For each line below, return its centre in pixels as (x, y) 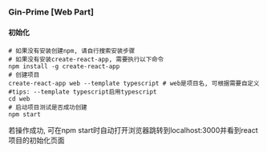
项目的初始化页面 (36, 140)
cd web (19, 99)
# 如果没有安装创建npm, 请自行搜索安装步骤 (72, 51)
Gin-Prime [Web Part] (51, 12)
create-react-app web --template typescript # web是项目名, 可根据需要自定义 (134, 84)
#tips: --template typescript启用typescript (83, 92)
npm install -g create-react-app (64, 66)
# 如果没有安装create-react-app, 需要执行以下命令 (86, 60)
